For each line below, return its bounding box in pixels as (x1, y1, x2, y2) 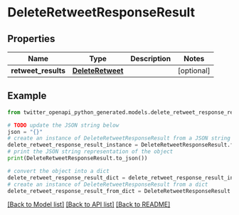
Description (130, 54, 171, 63)
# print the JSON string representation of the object (7, 148, 174, 155)
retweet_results (11, 65, 66, 75)
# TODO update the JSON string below (7, 122, 119, 129)
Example (7, 90, 47, 102)
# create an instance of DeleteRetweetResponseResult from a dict (7, 181, 208, 188)
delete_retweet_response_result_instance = (7, 142, 139, 149)
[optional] (177, 65, 211, 75)
